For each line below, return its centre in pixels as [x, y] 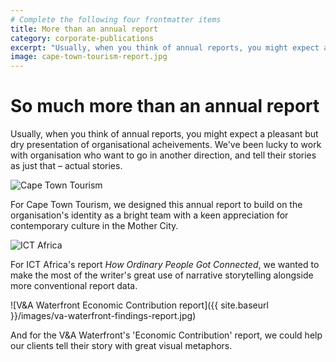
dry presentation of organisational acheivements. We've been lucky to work [166, 145]
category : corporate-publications [82, 38]
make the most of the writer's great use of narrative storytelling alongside [162, 275]
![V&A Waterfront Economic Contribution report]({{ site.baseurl [139, 305]
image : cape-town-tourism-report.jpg [89, 57]
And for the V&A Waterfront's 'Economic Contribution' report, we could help [166, 335]
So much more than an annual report [165, 106]
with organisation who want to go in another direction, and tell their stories [163, 155]
